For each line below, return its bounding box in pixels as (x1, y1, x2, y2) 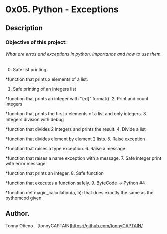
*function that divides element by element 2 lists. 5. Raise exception (5, 136, 145, 142)
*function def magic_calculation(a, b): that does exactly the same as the (5, 189, 154, 195)
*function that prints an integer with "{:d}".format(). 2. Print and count (5, 95, 149, 101)
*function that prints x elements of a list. (5, 76, 88, 82)
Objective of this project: (5, 39, 67, 46)
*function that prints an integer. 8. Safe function (5, 170, 104, 176)
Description (5, 24, 43, 32)
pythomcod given (5, 195, 42, 201)
